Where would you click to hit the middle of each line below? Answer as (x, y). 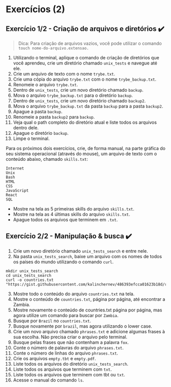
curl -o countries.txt (30, 280)
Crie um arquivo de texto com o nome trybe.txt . (64, 74)
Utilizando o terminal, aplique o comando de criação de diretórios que (86, 58)
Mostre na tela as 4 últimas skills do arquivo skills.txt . (72, 214)
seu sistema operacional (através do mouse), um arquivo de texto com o (81, 154)
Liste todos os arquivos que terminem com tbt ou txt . (69, 374)
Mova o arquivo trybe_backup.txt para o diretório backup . (73, 95)
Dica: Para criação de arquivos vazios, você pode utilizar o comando (90, 43)
